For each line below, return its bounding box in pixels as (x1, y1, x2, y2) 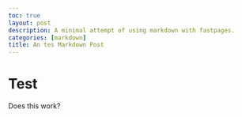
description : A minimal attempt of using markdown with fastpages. (8, 26, 236, 34)
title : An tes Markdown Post (8, 41, 104, 49)
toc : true (8, 11, 41, 20)
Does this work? (8, 101, 61, 111)
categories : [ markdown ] (8, 33, 87, 42)
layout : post (8, 19, 51, 27)
